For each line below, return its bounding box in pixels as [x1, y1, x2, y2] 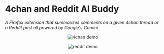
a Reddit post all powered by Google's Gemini [5, 24, 98, 30]
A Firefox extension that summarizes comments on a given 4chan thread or [5, 19, 159, 25]
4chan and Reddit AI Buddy [5, 3, 119, 15]
